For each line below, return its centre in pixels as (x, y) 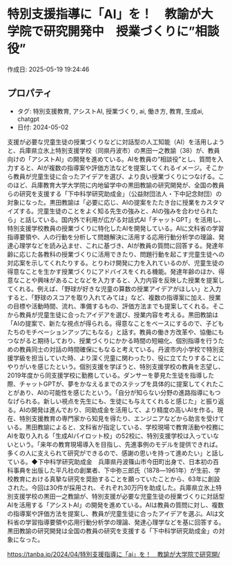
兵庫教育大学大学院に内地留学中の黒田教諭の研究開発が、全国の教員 (128, 185)
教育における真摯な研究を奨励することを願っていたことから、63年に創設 (116, 479)
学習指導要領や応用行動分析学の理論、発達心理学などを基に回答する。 (125, 522)
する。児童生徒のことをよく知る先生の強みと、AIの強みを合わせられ (116, 211)
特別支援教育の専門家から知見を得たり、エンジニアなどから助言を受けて (122, 418)
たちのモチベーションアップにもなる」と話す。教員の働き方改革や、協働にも (116, 332)
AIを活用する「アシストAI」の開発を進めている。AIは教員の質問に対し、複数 (116, 505)
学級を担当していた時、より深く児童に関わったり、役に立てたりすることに (118, 358)
